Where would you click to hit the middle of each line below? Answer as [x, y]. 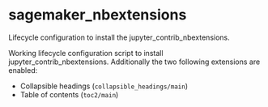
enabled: [23, 70]
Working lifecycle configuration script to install [86, 53]
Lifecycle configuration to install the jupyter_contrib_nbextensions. [119, 37]
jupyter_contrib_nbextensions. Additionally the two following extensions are [134, 62]
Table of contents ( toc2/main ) [69, 94]
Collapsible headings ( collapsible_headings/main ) [104, 86]
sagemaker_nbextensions [98, 15]
